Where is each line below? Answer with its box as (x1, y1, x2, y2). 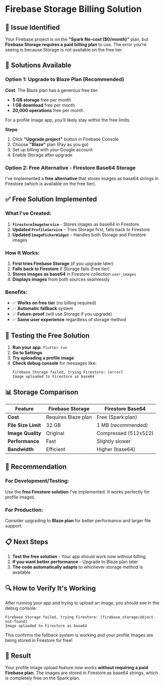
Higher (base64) (96, 445, 136, 452)
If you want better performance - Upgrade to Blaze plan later (12, 558, 138, 565)
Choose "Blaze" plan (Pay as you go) (12, 141, 89, 147)
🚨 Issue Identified (5, 23, 60, 32)
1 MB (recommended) (96, 422, 148, 429)
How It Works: (5, 249, 40, 256)
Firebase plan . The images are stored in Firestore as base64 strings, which (5, 670, 158, 676)
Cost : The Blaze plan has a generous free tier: (5, 87, 99, 93)
